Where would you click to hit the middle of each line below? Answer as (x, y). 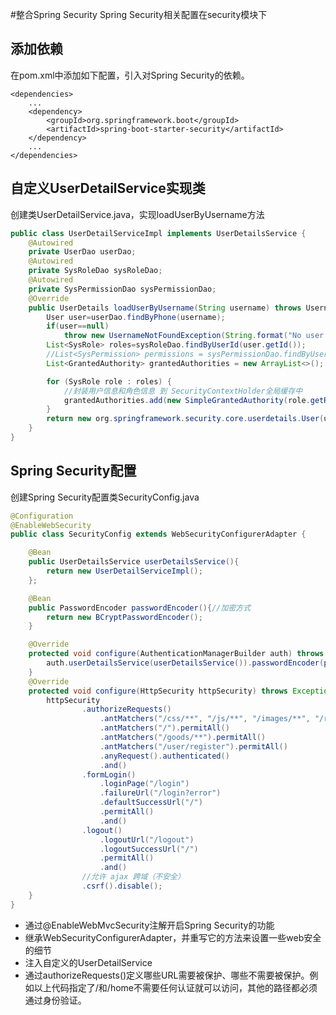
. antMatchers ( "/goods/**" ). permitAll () (183, 738)
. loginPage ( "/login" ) (144, 784)
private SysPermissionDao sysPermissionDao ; (122, 289)
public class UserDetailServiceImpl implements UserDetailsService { (158, 233)
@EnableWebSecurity (51, 525)
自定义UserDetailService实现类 (108, 188)
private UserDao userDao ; (82, 252)
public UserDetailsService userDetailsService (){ (134, 562)
